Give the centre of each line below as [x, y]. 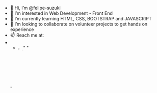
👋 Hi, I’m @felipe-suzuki [35, 8]
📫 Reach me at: [27, 35]
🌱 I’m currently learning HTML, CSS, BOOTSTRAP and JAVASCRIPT [81, 19]
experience [22, 29]
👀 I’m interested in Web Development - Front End [61, 13]
